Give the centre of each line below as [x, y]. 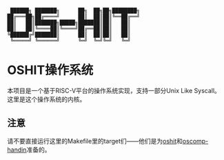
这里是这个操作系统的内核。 [47, 99]
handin [17, 150]
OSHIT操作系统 [50, 70]
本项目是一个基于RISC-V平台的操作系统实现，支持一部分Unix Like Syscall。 [114, 90]
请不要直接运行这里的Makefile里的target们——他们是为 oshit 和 [95, 141]
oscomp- [195, 141]
